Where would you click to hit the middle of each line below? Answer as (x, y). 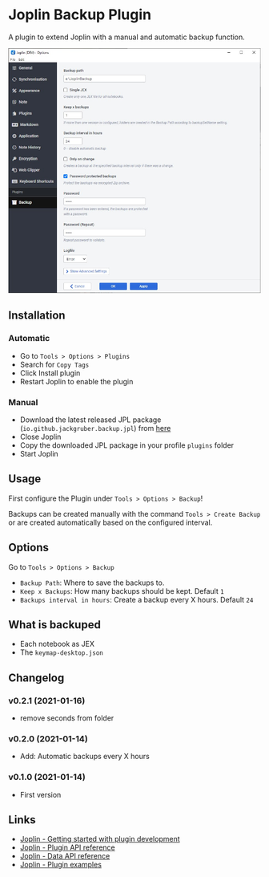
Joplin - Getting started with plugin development (100, 839)
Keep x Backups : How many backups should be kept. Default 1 (122, 591)
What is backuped (55, 625)
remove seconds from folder (67, 718)
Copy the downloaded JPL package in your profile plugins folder (127, 445)
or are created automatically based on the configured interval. (110, 522)
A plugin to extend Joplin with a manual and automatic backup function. (127, 37)
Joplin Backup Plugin (80, 15)
